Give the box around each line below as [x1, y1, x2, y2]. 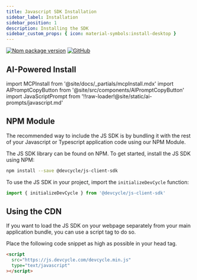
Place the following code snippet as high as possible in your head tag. [6, 240, 177, 247]
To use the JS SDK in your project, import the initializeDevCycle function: [6, 178, 189, 185]
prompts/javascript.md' [6, 99, 63, 106]
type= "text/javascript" [11, 263, 70, 269]
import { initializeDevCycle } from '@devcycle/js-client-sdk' [6, 190, 166, 196]
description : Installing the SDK [6, 25, 89, 32]
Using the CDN [6, 206, 62, 216]
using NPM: [6, 156, 35, 163]
